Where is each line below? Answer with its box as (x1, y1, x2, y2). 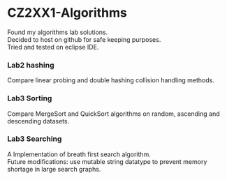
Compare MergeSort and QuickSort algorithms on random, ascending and (7, 110, 220, 118)
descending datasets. (7, 117, 70, 125)
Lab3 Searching (7, 134, 62, 144)
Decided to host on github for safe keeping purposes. (7, 35, 161, 43)
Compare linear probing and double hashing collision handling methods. (7, 76, 214, 84)
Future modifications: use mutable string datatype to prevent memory (7, 157, 207, 165)
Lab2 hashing (7, 60, 54, 70)
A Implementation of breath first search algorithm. (7, 150, 152, 158)
